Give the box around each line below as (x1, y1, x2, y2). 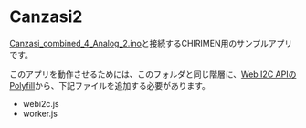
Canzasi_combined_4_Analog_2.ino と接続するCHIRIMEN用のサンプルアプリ (9, 37, 293, 48)
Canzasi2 (9, 6, 83, 27)
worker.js (22, 108, 58, 119)
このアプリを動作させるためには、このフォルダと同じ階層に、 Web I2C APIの (9, 69, 297, 80)
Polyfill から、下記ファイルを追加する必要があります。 (9, 80, 210, 91)
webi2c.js (22, 98, 59, 109)
